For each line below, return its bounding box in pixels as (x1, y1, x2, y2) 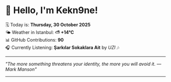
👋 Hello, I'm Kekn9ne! (5, 5, 98, 16)
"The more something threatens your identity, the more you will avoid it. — (5, 61, 161, 67)
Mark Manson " (5, 66, 37, 72)
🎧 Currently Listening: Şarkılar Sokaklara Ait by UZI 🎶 (5, 44, 120, 50)
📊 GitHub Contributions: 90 (5, 36, 64, 43)
